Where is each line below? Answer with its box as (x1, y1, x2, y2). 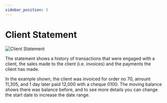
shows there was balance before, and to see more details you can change (5, 86, 158, 92)
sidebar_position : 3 (5, 7, 49, 13)
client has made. (5, 66, 40, 72)
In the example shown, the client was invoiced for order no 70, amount (5, 76, 151, 82)
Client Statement (5, 29, 77, 40)
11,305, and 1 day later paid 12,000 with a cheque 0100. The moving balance (5, 81, 162, 87)
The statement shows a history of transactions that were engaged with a (5, 55, 155, 61)
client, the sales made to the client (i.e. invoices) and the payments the (5, 61, 151, 67)
